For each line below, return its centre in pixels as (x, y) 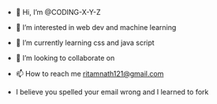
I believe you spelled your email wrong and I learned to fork (112, 92)
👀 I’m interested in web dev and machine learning (96, 27)
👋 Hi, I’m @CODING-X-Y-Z (58, 12)
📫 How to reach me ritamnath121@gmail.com (90, 74)
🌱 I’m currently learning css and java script (85, 43)
